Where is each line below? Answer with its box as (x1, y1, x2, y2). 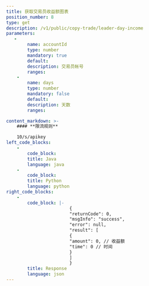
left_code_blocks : (6, 140, 51, 146)
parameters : (6, 31, 35, 37)
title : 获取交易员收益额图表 (6, 8, 69, 15)
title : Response (27, 266, 67, 272)
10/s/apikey (16, 134, 46, 140)
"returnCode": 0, (69, 211, 112, 217)
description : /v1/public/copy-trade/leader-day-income (6, 25, 144, 31)
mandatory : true (27, 52, 67, 58)
